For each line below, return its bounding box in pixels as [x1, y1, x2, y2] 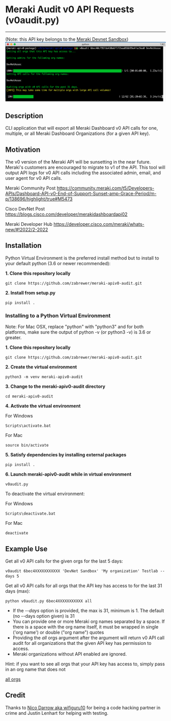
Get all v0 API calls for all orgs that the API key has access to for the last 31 [5, 583, 162, 589]
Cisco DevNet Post [5, 206, 45, 212]
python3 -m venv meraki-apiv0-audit [5, 375, 83, 380]
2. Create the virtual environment [5, 364, 77, 370]
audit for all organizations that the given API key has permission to [12, 640, 152, 646]
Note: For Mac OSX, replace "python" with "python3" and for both [5, 323, 144, 330]
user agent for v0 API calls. [5, 175, 62, 181]
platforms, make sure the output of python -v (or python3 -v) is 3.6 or [5, 329, 151, 335]
